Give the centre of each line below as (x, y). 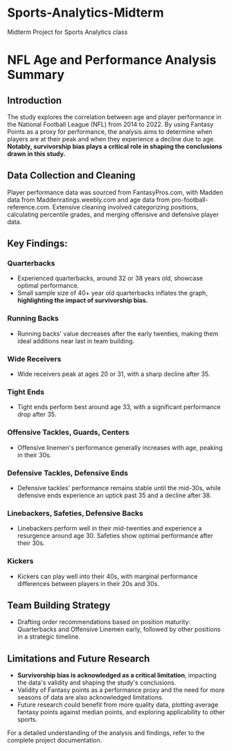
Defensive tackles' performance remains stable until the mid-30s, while (119, 487)
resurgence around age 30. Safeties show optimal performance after (115, 536)
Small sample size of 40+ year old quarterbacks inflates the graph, (112, 293)
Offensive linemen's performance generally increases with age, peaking (120, 447)
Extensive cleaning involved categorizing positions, (125, 207)
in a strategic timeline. (49, 637)
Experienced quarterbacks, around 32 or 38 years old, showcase (110, 278)
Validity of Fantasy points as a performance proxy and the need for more (121, 690)
